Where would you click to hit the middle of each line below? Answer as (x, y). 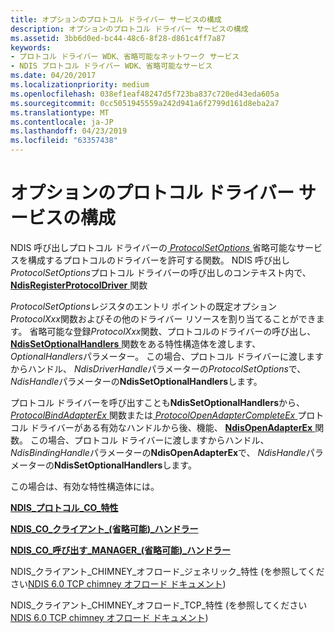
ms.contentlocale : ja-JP (62, 122)
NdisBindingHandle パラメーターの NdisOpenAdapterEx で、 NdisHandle (158, 452)
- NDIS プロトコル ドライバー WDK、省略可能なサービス (111, 66)
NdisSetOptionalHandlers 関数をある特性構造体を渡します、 (136, 343)
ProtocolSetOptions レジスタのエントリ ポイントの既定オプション (143, 306)
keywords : (31, 47)
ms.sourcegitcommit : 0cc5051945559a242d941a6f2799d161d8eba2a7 (145, 103)
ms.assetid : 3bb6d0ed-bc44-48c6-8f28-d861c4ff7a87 (118, 38)
